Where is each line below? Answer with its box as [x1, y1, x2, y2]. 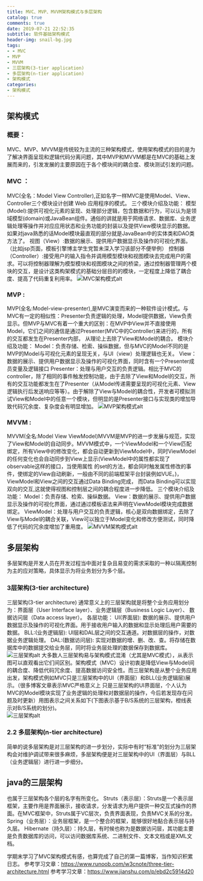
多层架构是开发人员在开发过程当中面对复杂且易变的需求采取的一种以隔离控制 [7, 560, 197, 567]
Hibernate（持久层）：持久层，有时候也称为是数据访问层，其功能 [23, 824, 183, 832]
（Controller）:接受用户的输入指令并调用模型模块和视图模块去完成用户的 [7, 252, 186, 259]
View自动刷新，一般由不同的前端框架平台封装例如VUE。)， [38, 470, 183, 478]
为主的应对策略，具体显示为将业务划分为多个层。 [7, 567, 128, 575]
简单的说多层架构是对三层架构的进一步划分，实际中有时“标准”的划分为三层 [7, 743, 192, 750]
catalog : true [7, 14, 43, 21]
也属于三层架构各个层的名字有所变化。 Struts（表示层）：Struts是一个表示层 [7, 794, 193, 802]
